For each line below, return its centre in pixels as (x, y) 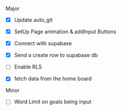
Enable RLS (28, 67)
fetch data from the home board (53, 79)
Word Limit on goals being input (53, 102)
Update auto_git (33, 20)
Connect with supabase (43, 43)
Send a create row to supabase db (56, 55)
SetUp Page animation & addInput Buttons (65, 32)
